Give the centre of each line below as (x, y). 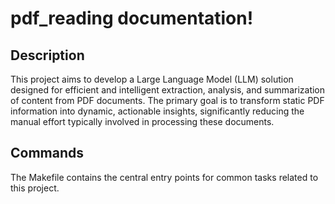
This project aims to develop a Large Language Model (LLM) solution (152, 79)
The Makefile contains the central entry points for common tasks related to (164, 177)
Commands (47, 153)
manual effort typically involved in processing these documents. (142, 121)
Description (47, 55)
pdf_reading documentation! (132, 18)
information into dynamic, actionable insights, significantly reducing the (157, 111)
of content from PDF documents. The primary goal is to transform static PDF (167, 100)
